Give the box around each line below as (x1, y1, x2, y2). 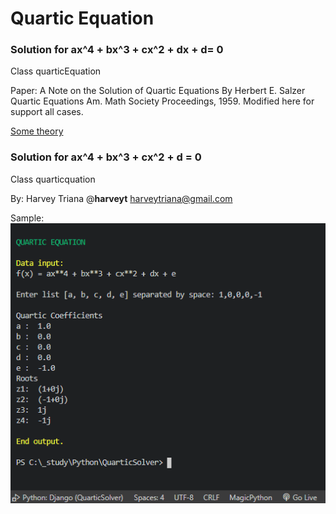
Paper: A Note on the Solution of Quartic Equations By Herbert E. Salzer (10, 85, 306, 97)
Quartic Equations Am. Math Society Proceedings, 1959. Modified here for (10, 95, 315, 107)
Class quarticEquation (10, 65, 102, 77)
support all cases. (10, 106, 84, 118)
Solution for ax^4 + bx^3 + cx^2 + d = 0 (10, 150, 202, 164)
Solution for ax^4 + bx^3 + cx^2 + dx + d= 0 (10, 43, 224, 57)
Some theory (10, 125, 64, 137)
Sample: (10, 212, 45, 224)
